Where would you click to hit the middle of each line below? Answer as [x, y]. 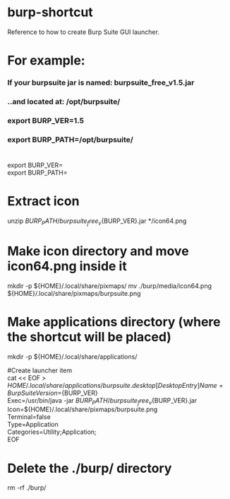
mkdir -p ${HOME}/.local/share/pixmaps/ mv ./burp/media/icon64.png [109, 286]
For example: [47, 61]
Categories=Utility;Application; [52, 432]
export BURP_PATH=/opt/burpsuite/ [71, 139]
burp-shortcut [50, 12]
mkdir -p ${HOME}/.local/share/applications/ [72, 356]
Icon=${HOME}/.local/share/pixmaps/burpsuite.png [83, 409]
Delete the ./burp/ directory [90, 468]
